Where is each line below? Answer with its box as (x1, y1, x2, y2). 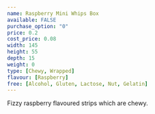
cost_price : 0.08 (7, 36, 57, 43)
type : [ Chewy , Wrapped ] (7, 67, 75, 74)
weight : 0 (7, 61, 36, 68)
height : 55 (7, 49, 38, 56)
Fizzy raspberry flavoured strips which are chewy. (7, 99, 148, 107)
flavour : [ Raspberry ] (7, 73, 69, 81)
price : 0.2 (7, 29, 38, 36)
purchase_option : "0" (7, 23, 69, 30)
